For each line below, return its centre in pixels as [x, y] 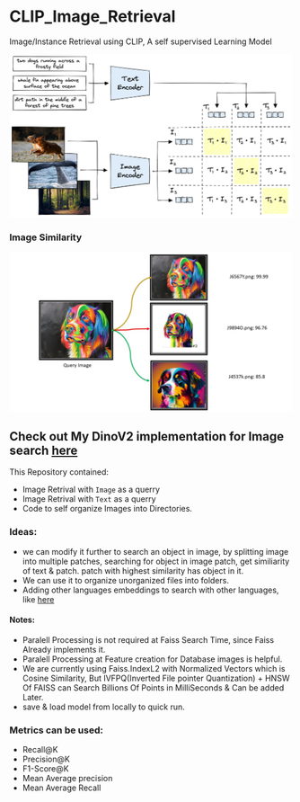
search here [44, 451]
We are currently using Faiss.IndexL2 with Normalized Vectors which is [154, 668]
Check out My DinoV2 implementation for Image [147, 437]
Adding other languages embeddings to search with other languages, [150, 590]
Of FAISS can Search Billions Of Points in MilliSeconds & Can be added [153, 687]
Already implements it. [64, 649]
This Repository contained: [59, 472]
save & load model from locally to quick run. [104, 707]
